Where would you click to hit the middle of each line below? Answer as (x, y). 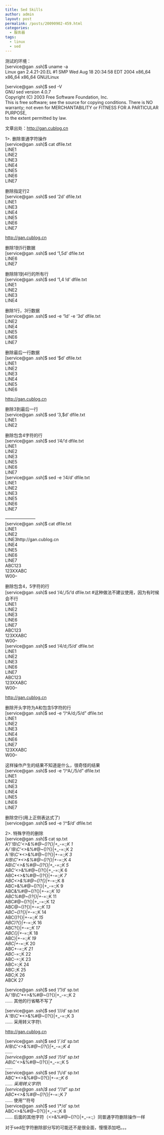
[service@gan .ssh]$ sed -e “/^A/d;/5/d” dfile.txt (54, 713)
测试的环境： (18, 61)
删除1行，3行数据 (23, 310)
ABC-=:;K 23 (18, 959)
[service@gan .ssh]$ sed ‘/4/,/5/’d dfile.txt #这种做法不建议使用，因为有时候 (82, 592)
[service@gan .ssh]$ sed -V (34, 86)
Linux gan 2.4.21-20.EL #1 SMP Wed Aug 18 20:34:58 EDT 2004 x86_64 (78, 71)
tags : (11, 37)
